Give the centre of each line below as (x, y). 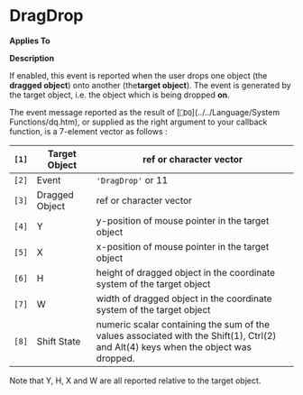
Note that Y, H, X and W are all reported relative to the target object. (135, 381)
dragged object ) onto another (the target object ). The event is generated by (150, 85)
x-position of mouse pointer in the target (183, 246)
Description (32, 58)
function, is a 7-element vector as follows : (89, 131)
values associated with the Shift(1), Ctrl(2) (186, 335)
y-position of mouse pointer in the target (183, 220)
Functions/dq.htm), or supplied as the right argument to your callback (138, 122)
